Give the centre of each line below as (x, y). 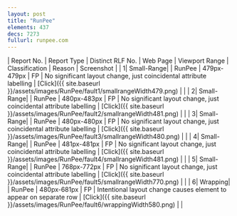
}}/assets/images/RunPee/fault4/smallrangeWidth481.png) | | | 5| (102, 159)
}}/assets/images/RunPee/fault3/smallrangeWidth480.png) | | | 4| (103, 137)
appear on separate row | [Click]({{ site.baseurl (77, 197)
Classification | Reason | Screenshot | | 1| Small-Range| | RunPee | (104, 68)
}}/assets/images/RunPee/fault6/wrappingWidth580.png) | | (95, 205)
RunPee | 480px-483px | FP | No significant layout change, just (126, 99)
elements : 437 (28, 27)
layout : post (27, 14)
